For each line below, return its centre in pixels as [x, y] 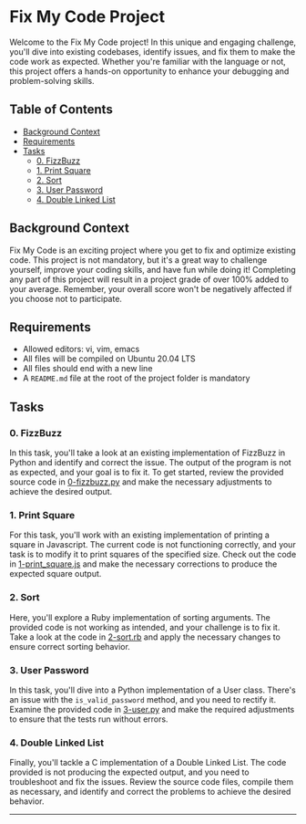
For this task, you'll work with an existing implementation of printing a [140, 535]
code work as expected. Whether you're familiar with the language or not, [148, 61]
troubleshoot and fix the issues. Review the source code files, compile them [152, 782]
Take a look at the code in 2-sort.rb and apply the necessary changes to [145, 637]
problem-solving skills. [52, 80]
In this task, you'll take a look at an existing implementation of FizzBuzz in [148, 453]
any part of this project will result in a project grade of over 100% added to [149, 279]
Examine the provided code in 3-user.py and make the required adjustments [152, 709]
